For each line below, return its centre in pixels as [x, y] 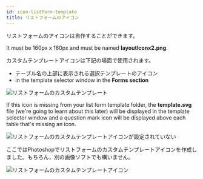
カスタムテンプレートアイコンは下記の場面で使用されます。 [80, 60]
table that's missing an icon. [42, 124]
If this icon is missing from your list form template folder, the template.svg [99, 104]
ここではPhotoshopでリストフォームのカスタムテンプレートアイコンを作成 [99, 149]
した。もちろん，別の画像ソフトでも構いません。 [72, 157]
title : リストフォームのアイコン [43, 18]
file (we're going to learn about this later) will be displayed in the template [98, 111]
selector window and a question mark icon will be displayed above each [96, 117]
